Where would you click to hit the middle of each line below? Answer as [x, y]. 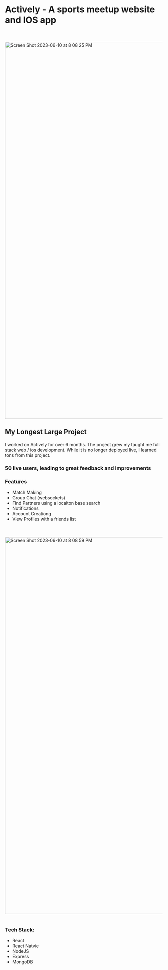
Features [16, 481]
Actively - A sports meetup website [80, 9]
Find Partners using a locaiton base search [56, 503]
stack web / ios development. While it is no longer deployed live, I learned [81, 450]
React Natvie [25, 946]
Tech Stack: [20, 930]
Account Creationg [32, 513]
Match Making [27, 492]
